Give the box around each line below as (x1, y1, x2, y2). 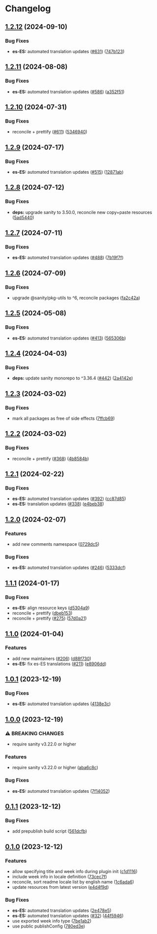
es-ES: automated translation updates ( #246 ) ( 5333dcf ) (12, 564, 126, 571)
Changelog (5, 3, 51, 14)
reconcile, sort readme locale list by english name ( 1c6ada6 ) (12, 879, 134, 885)
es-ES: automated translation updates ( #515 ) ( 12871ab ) (12, 169, 124, 175)
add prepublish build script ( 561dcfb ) (12, 828, 87, 834)
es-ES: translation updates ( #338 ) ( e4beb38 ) (12, 501, 105, 507)
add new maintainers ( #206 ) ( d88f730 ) (12, 655, 92, 661)
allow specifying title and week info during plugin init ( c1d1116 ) (12, 869, 138, 874)
